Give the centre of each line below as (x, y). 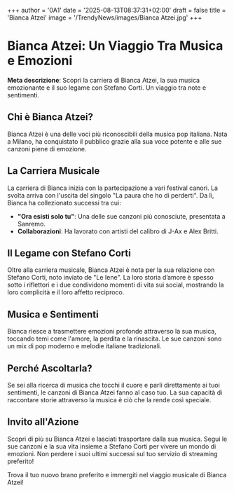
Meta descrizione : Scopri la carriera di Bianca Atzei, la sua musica (104, 80)
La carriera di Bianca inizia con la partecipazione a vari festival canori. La (113, 188)
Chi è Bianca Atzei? (50, 117)
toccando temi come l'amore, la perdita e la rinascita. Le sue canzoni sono (115, 339)
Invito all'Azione (43, 422)
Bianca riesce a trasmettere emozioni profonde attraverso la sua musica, (112, 332)
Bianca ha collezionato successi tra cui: (64, 203)
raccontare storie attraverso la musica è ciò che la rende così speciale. (109, 400)
